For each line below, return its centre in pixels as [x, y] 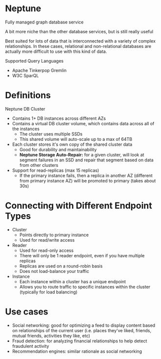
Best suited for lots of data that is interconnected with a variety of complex [80, 41]
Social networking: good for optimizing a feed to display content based [84, 325]
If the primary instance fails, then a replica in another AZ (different [86, 175]
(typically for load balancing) [48, 292]
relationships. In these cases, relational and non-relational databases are [78, 46]
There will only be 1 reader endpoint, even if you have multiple [82, 255]
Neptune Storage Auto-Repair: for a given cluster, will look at [82, 155]
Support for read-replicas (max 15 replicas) [56, 170]
